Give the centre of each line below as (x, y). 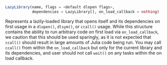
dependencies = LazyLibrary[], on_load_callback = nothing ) (95, 12)
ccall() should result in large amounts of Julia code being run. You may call (83, 42)
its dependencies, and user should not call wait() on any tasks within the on (83, 53)
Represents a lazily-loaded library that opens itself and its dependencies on (83, 21)
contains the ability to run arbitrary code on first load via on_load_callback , (82, 32)
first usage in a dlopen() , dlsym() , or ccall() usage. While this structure (79, 26)
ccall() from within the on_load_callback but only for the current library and (83, 48)
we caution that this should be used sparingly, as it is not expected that (78, 37)
